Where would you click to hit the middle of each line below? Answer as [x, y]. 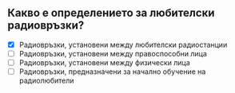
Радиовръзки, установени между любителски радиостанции [123, 45]
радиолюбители [46, 81]
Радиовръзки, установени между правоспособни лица [113, 53]
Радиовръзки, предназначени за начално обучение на [112, 72]
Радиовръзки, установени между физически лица [105, 62]
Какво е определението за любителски [111, 13]
